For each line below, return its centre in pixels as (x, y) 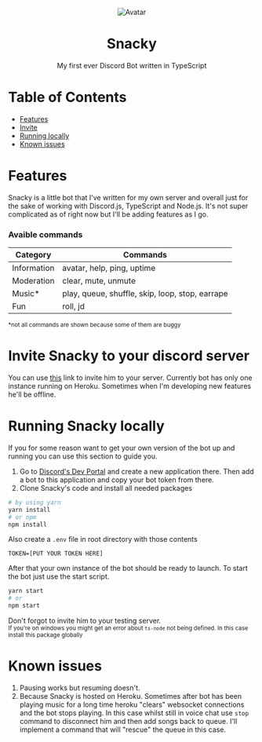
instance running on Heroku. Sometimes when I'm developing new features (130, 386)
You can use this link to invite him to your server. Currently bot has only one (130, 378)
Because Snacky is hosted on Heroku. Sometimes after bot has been (130, 696)
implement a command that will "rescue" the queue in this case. (122, 729)
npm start (24, 606)
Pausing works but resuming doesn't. (80, 688)
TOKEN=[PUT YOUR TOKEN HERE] (56, 554)
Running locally (44, 135)
